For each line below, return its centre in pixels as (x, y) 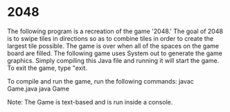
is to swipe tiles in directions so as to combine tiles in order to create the (110, 38)
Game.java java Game (38, 88)
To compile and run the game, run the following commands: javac (100, 81)
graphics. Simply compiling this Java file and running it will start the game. (113, 60)
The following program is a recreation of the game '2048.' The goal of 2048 (115, 31)
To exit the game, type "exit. (47, 68)
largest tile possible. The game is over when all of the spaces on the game (113, 46)
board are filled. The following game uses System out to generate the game (115, 53)
